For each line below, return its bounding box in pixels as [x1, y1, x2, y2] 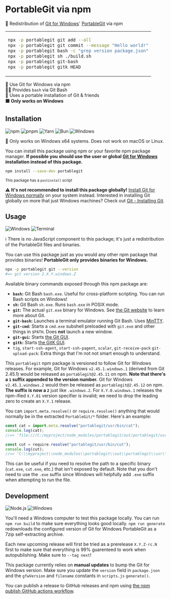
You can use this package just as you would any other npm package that [5, 251, 158, 258]
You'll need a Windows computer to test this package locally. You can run [5, 515, 159, 521]
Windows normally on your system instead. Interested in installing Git [5, 192, 150, 198]
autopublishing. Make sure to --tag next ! [5, 552, 92, 558]
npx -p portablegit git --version [5, 267, 79, 272]
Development [5, 491, 49, 500]
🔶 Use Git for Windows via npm [5, 81, 71, 87]
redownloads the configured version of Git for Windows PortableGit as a [5, 526, 157, 532]
